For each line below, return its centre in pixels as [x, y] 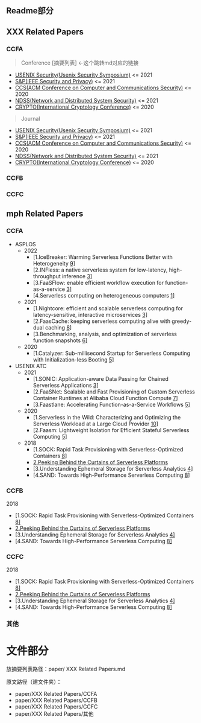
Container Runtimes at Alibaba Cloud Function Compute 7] [106, 398]
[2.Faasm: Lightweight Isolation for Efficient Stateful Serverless [111, 430]
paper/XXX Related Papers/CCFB [56, 700]
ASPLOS [25, 244]
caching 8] [58, 327]
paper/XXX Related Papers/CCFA [56, 694]
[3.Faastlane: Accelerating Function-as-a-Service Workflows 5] [112, 404]
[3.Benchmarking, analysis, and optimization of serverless [105, 334]
